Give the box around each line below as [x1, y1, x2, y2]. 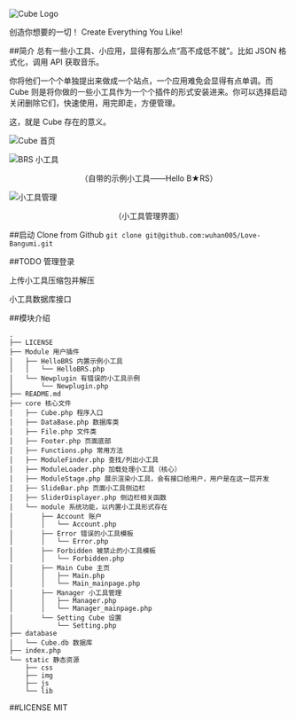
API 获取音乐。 [50, 57, 105, 67]
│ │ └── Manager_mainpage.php [9, 604, 152, 613]
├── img [25, 671, 53, 680]
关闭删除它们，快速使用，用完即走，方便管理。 [9, 98, 180, 108]
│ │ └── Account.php [9, 520, 117, 528]
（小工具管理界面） [113, 211, 184, 221]
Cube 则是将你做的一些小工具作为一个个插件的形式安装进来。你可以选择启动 [9, 87, 288, 97]
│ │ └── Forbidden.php [9, 554, 125, 563]
